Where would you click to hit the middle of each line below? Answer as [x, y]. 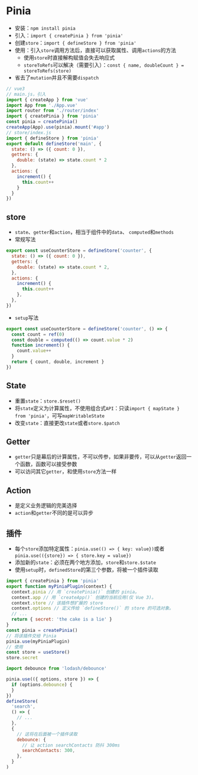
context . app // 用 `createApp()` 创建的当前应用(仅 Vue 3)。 [84, 597]
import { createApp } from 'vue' [47, 100]
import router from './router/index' [53, 111]
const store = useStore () [38, 652]
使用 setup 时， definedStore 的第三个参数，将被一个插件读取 [86, 570]
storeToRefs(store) [48, 71]
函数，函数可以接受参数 [48, 464]
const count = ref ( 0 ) [38, 334]
